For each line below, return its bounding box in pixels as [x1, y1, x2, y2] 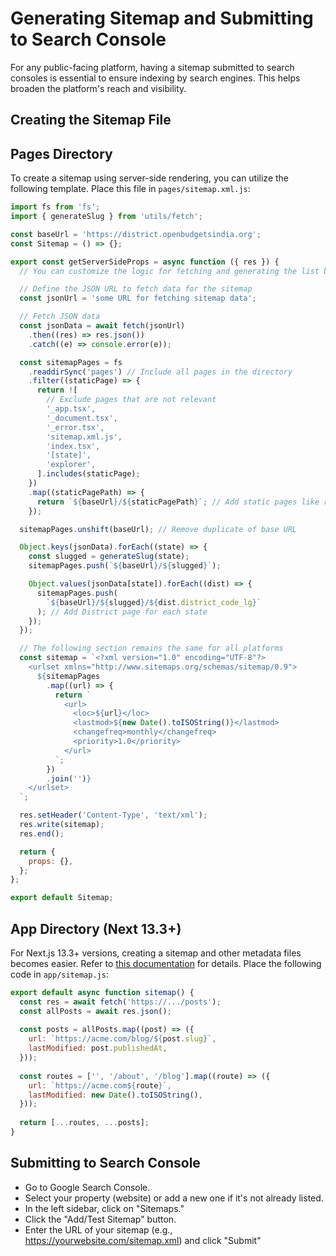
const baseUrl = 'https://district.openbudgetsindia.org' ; [10, 229, 262, 239]
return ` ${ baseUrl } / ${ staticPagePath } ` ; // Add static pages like [36, 497, 320, 507]
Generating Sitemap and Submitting [10, 7, 314, 30]
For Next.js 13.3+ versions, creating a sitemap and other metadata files [10, 947, 302, 959]
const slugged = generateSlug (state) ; [28, 552, 190, 562]
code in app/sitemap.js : [10, 968, 109, 980]
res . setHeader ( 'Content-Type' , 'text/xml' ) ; [19, 810, 208, 821]
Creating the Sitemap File [10, 112, 172, 129]
